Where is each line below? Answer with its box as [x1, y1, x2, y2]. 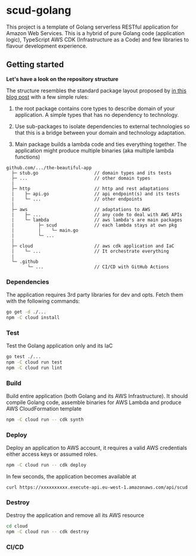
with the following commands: [6, 297, 80, 305]
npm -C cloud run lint [6, 365, 63, 371]
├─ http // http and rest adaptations [11, 185, 169, 191]
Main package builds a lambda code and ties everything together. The [14, 141, 187, 148]
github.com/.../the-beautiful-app [6, 164, 92, 170]
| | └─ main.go [11, 227, 79, 233]
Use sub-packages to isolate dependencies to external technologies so [14, 123, 190, 130]
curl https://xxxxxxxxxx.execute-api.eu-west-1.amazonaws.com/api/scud [6, 484, 188, 490]
